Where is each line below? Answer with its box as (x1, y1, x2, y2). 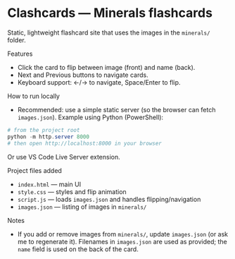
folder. (7, 35, 26, 44)
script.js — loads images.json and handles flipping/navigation (17, 195, 201, 203)
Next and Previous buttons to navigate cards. (17, 71, 149, 79)
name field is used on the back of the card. (17, 245, 139, 253)
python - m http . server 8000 (7, 133, 90, 140)
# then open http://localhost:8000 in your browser (7, 140, 162, 147)
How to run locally (7, 92, 60, 100)
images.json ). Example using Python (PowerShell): (17, 113, 164, 121)
